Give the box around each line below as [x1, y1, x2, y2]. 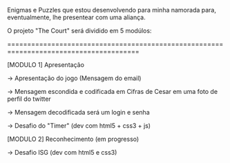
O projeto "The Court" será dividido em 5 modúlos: [7, 27, 152, 35]
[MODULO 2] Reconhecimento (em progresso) [7, 135, 140, 143]
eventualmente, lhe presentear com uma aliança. [7, 13, 146, 21]
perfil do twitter [7, 95, 52, 103]
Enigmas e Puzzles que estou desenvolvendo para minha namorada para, [7, 6, 216, 14]
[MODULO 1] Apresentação [7, 61, 85, 68]
